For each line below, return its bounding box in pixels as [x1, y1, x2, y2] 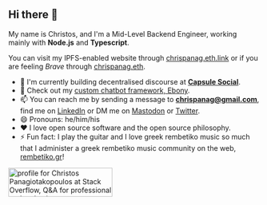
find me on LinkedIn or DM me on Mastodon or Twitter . [19, 105, 201, 116]
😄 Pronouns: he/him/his [19, 114, 100, 124]
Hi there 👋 [8, 8, 58, 22]
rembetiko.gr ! [19, 152, 65, 161]
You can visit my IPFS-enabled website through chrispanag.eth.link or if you [8, 53, 258, 62]
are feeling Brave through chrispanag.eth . [8, 61, 146, 71]
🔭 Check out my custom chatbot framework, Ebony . [19, 85, 190, 95]
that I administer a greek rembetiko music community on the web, [19, 143, 237, 152]
